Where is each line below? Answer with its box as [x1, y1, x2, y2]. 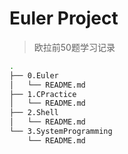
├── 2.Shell [9, 108, 59, 118]
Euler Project [9, 7, 119, 30]
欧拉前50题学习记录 [33, 41, 116, 53]
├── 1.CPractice [9, 89, 77, 99]
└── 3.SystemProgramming [9, 127, 113, 137]
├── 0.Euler [9, 70, 59, 81]
